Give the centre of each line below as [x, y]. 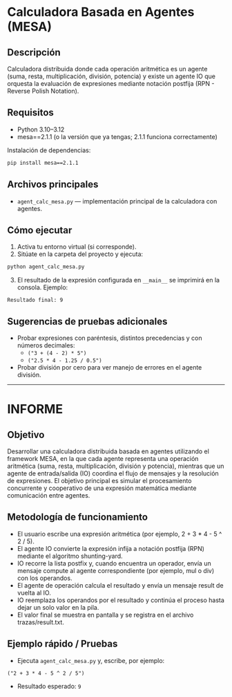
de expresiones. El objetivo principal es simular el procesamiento [99, 481]
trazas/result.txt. [40, 622]
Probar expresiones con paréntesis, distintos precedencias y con [109, 338]
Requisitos [30, 112]
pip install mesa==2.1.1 [43, 163]
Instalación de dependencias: [49, 150]
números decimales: [46, 345]
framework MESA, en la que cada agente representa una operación [103, 459]
